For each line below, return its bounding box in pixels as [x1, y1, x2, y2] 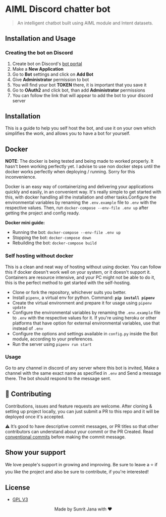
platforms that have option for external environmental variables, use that [12, 320, 160, 326]
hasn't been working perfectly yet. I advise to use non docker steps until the [5, 163, 161, 170]
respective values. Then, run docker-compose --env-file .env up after [5, 205, 149, 211]
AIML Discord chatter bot [5, 3, 111, 15]
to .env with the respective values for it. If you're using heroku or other [12, 314, 157, 320]
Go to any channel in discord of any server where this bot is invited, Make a [5, 365, 160, 371]
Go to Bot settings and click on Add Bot [12, 71, 94, 77]
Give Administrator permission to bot [12, 76, 89, 83]
